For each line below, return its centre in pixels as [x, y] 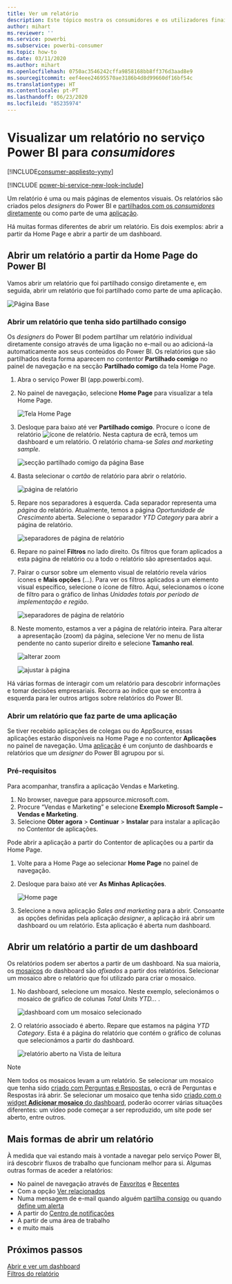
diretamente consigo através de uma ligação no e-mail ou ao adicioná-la [110, 344]
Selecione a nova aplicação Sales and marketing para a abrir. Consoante [120, 911]
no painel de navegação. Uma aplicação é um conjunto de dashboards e [110, 746]
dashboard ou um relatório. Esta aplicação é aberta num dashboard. [114, 925]
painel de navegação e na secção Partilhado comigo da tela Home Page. [111, 366]
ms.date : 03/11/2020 [37, 59]
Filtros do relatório [33, 1274]
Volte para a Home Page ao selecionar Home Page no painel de [108, 863]
